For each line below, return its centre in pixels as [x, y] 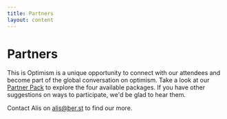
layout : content [30, 20]
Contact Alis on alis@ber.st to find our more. [70, 108]
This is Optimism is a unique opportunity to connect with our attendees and [114, 73]
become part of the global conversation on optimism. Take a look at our [108, 80]
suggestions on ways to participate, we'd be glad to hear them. [97, 95]
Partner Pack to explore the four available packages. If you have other [106, 87]
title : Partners [30, 13]
